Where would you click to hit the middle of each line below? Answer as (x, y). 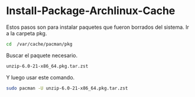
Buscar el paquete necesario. (42, 55)
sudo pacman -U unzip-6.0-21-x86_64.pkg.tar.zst (67, 88)
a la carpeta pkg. (27, 33)
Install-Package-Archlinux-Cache (91, 11)
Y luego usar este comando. (40, 77)
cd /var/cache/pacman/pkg (39, 44)
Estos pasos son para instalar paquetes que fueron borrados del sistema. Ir (97, 27)
